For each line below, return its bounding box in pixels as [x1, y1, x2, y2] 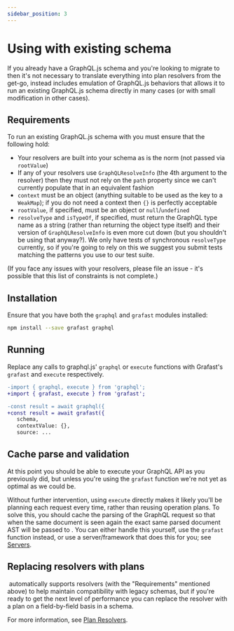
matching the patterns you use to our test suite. [17, 251, 155, 259]
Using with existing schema [7, 40, 172, 56]
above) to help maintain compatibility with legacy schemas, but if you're [7, 587, 215, 595]
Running [7, 344, 46, 356]
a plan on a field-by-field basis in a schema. [7, 601, 135, 610]
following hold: [7, 140, 50, 148]
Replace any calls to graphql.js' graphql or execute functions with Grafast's [7, 363, 223, 371]
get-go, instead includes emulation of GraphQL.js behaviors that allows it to [7, 79, 226, 87]
